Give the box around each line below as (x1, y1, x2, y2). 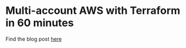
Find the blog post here (5, 35, 62, 42)
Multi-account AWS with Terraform (5, 4, 181, 17)
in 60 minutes (5, 16, 74, 29)
